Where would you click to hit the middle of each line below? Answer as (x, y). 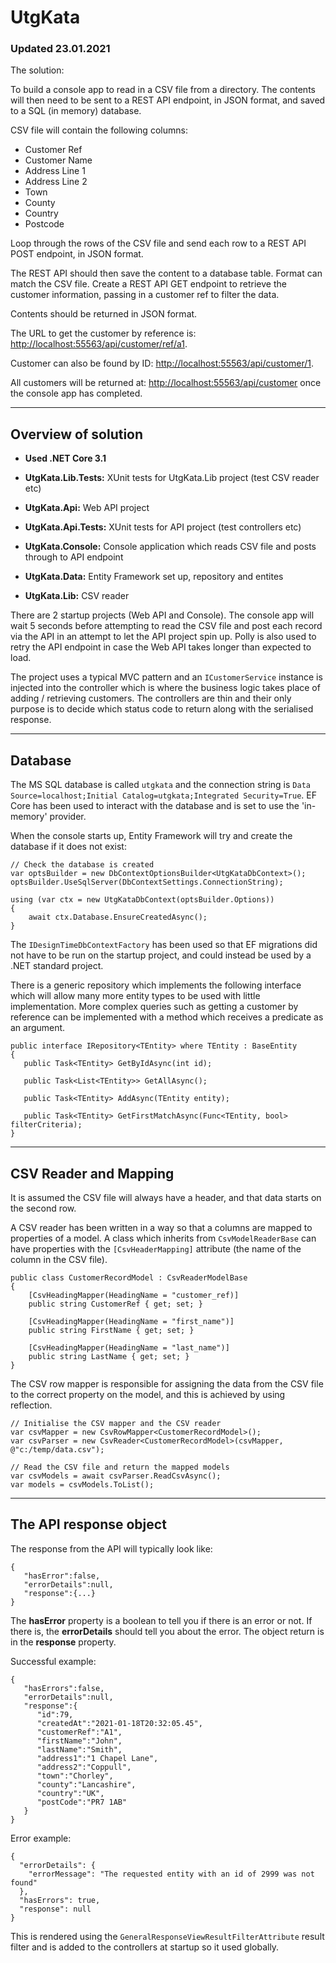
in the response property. (63, 1642)
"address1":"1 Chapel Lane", (97, 1758)
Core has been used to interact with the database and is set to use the (155, 806)
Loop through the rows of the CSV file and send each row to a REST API (158, 243)
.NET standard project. (57, 966)
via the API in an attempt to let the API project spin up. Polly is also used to (163, 637)
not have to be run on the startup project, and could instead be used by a (161, 955)
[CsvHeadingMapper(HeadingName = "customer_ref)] (134, 1295)
